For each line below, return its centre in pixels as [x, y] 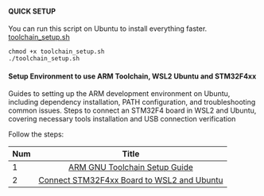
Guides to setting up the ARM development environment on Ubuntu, [119, 94]
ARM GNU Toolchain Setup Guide [131, 167]
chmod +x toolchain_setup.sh [56, 52]
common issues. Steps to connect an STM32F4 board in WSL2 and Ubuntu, [132, 110]
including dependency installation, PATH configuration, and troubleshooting [132, 102]
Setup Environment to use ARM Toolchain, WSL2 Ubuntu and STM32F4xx [132, 76]
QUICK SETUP [32, 11]
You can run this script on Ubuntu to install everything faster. [108, 29]
